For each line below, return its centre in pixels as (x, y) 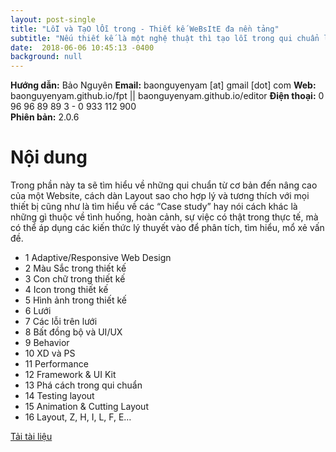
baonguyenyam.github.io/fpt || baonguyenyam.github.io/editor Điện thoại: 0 (167, 96)
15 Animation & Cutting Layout (86, 407)
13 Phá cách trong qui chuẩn (83, 385)
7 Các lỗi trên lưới (61, 322)
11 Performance (56, 364)
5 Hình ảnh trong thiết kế (75, 300)
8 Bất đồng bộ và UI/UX (73, 332)
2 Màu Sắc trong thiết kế (75, 268)
